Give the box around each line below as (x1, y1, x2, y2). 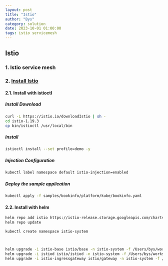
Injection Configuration (5, 157, 55, 163)
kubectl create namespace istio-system (5, 228, 88, 234)
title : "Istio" (5, 12, 37, 17)
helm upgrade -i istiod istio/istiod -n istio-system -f (5, 251, 126, 256)
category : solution (5, 21, 46, 26)
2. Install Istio (5, 77, 38, 84)
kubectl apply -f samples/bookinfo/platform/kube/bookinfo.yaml (5, 193, 142, 198)
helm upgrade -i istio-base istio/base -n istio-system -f (5, 246, 131, 251)
